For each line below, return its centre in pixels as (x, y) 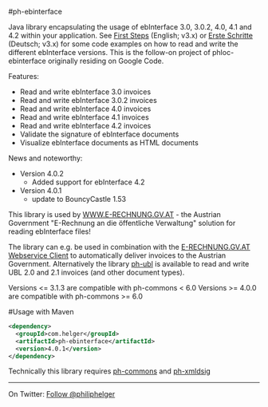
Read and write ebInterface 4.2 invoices (85, 126)
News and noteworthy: (45, 158)
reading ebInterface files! (50, 231)
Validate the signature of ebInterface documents (99, 134)
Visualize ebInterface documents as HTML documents (109, 142)
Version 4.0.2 (41, 174)
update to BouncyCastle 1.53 (79, 199)
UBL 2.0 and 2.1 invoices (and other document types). (97, 272)
